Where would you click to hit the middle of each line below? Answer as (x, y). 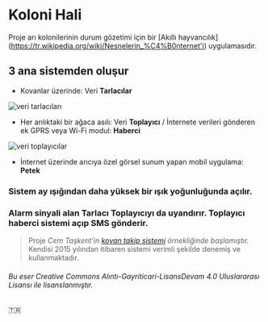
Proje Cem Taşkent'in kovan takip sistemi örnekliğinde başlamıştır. (138, 240)
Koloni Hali (45, 15)
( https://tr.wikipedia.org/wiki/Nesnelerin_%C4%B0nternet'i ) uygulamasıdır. (132, 45)
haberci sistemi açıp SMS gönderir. (78, 223)
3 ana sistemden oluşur (69, 71)
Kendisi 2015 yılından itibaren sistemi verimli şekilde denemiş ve (134, 249)
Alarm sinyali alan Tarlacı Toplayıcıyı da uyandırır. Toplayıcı (127, 213)
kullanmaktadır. (53, 257)
